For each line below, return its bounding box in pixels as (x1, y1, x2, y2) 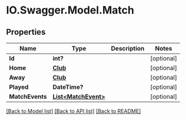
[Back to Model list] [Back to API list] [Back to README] (6, 108, 141, 115)
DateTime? (52, 83, 84, 91)
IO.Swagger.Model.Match (6, 4, 134, 17)
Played (9, 83, 29, 91)
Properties (6, 27, 46, 37)
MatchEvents (9, 92, 47, 101)
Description (111, 45, 145, 52)
